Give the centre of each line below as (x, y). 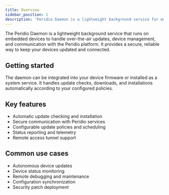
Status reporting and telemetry (44, 132)
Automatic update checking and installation (57, 116)
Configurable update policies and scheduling (59, 127)
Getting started (30, 65)
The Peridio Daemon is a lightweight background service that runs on (77, 34)
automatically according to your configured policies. (59, 88)
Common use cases (37, 153)
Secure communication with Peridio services (59, 122)
